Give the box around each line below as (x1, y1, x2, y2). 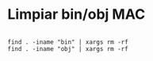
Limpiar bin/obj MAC (7, 5, 146, 23)
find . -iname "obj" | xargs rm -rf (7, 45, 128, 52)
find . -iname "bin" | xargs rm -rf (7, 38, 128, 46)
